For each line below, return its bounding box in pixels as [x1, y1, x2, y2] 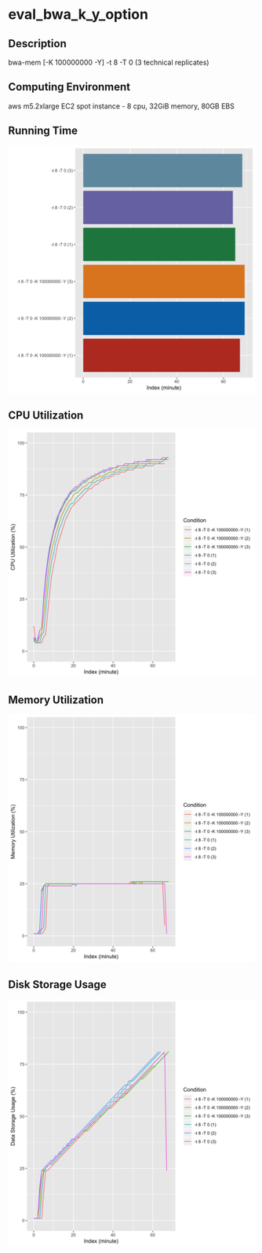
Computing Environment [8, 80, 131, 94]
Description [8, 37, 67, 50]
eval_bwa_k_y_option [8, 6, 149, 24]
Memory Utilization [8, 693, 104, 706]
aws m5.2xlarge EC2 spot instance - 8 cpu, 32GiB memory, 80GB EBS [8, 101, 235, 111]
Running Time [8, 124, 78, 138]
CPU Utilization [8, 409, 84, 422]
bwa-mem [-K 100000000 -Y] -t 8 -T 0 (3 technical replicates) [8, 57, 209, 67]
